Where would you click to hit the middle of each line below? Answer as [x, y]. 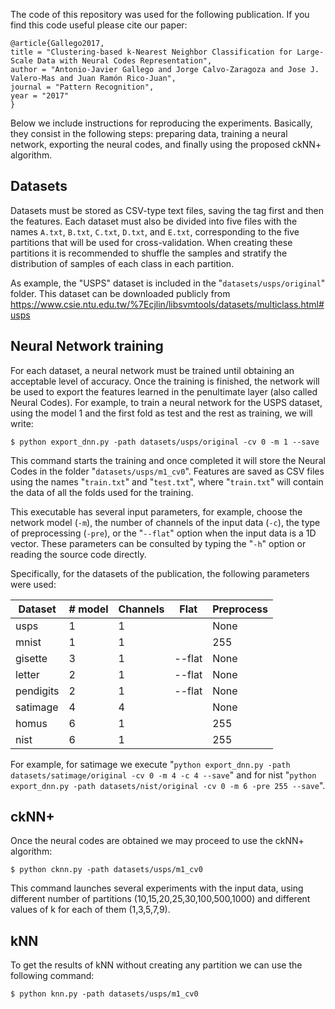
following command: [52, 976]
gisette [31, 658]
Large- [310, 52]
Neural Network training [87, 346]
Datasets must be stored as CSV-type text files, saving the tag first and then [167, 210]
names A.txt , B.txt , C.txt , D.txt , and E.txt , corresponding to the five [155, 231]
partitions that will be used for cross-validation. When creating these [151, 242]
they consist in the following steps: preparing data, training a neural [149, 133]
